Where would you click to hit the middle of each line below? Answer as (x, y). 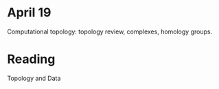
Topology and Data (34, 78)
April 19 (29, 13)
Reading (31, 59)
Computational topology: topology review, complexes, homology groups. (110, 31)
